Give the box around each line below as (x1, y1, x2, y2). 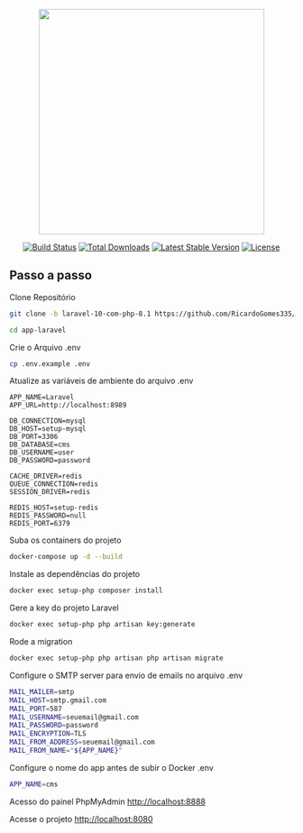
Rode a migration (9, 636, 73, 647)
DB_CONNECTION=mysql (9, 416, 87, 426)
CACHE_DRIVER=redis (9, 471, 83, 481)
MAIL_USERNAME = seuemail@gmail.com (9, 712, 140, 721)
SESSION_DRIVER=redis (9, 488, 91, 497)
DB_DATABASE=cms (9, 440, 70, 450)
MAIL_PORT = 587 (9, 704, 63, 713)
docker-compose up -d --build (9, 553, 124, 562)
